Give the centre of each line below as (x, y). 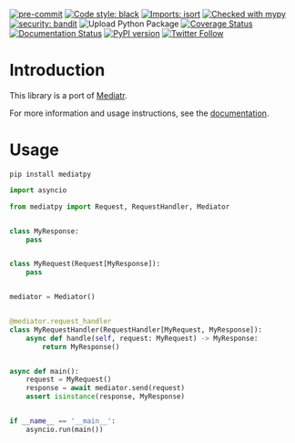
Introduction (57, 71)
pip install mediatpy (51, 174)
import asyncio (38, 190)
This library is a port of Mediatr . (68, 95)
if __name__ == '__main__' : (63, 421)
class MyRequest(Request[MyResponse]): (85, 264)
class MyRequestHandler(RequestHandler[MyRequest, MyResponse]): (136, 330)
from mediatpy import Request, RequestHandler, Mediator (120, 206)
